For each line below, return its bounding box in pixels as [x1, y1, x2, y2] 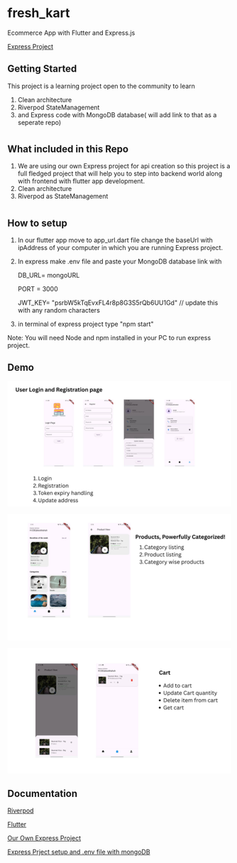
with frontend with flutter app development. [17, 177, 145, 185]
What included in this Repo [7, 143, 129, 155]
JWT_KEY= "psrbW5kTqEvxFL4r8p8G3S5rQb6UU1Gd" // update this [17, 298, 219, 307]
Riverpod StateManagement [17, 103, 100, 112]
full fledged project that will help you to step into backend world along [17, 169, 223, 178]
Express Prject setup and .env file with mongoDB [7, 847, 150, 857]
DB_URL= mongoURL [17, 271, 80, 279]
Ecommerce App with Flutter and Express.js [7, 28, 136, 37]
